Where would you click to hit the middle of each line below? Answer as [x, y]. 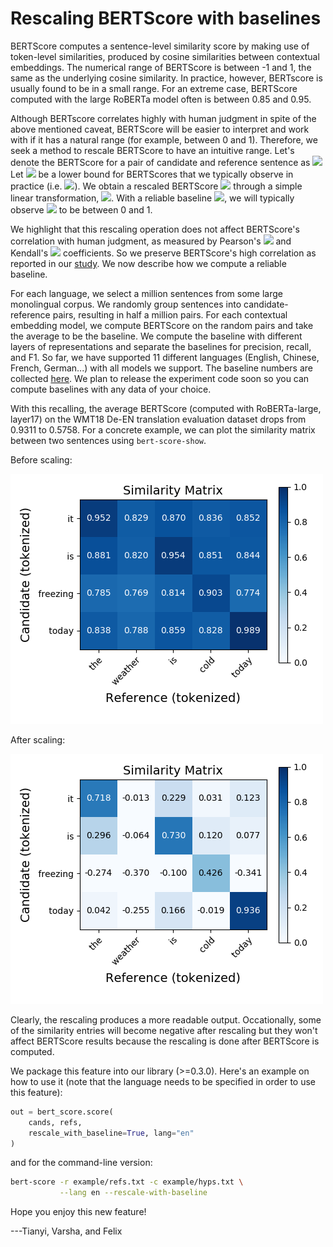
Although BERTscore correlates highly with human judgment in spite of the [163, 118]
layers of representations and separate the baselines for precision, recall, [161, 346]
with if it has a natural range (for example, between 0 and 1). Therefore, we [164, 139]
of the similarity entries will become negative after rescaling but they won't [164, 1030]
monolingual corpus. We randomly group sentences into [126, 304]
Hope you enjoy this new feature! [78, 1212]
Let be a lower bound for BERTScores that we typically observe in [152, 174]
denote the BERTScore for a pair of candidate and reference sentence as [160, 162]
